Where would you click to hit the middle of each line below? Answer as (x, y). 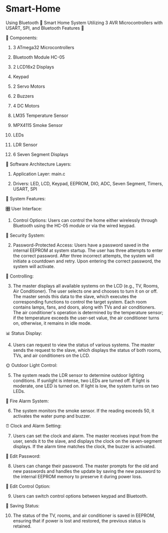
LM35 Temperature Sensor (40, 115)
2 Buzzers (23, 96)
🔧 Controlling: (20, 276)
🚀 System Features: (26, 198)
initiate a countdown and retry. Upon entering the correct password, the (87, 261)
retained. (22, 526)
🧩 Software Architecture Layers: (38, 164)
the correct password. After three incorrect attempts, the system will (83, 255)
